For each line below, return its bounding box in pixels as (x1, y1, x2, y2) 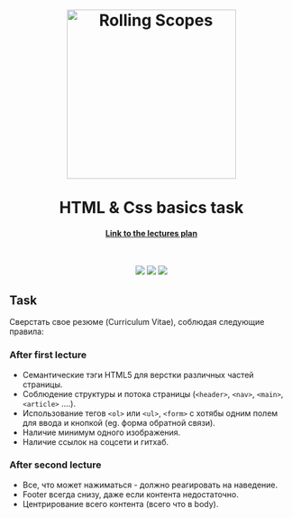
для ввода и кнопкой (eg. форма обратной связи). (22, 417, 216, 428)
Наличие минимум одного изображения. (22, 427, 181, 438)
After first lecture (9, 348, 87, 361)
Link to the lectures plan (105, 227, 198, 238)
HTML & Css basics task (59, 198, 244, 218)
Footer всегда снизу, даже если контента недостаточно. (22, 488, 239, 500)
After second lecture (9, 458, 102, 471)
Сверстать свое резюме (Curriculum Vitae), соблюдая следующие (9, 317, 265, 328)
